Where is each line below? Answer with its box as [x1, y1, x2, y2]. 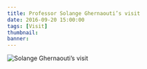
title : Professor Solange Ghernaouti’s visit [7, 10, 140, 17]
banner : [7, 36, 30, 42]
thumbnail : [7, 29, 39, 36]
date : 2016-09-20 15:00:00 [7, 16, 85, 23]
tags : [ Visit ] [7, 23, 48, 29]
